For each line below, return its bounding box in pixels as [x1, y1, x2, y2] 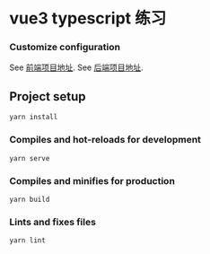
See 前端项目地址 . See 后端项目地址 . [9, 62, 144, 73]
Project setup [9, 89, 87, 104]
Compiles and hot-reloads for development [9, 134, 202, 146]
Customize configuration [9, 41, 121, 54]
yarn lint [9, 236, 47, 245]
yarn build [9, 195, 50, 204]
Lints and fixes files [9, 215, 97, 228]
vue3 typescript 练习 [9, 8, 167, 29]
